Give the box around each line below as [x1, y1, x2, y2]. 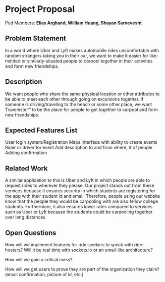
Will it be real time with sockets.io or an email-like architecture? [24, 247, 153, 253]
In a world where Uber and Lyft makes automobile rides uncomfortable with [5, 47, 160, 53]
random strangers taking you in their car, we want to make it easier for [5, 53, 149, 58]
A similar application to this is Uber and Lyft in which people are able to [5, 177, 150, 183]
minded [5, 58, 21, 64]
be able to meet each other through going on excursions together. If [5, 96, 144, 102]
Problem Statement [5, 34, 66, 43]
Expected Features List [5, 126, 78, 134]
